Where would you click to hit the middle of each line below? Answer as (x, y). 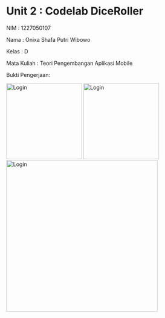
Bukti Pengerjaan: (28, 75)
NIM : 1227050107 (29, 28)
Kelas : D (17, 51)
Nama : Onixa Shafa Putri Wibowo (48, 39)
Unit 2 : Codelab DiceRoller (75, 11)
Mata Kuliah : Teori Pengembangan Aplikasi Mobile (70, 63)
